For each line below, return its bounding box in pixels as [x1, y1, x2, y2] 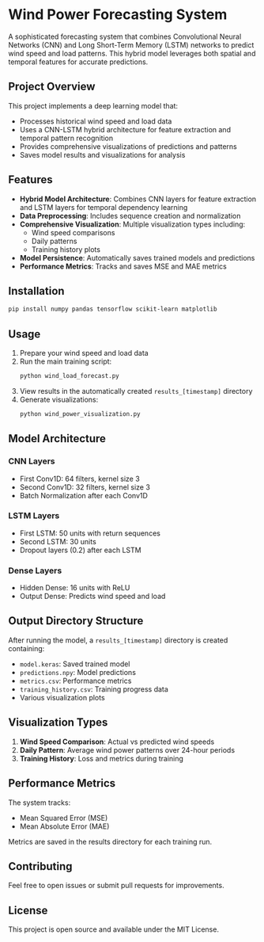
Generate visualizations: [19, 395, 99, 404]
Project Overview [8, 80, 96, 93]
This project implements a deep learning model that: [8, 101, 179, 110]
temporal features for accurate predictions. [8, 57, 149, 67]
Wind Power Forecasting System [8, 6, 228, 24]
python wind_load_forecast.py [19, 372, 120, 380]
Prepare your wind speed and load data [19, 349, 149, 358]
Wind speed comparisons [31, 227, 115, 237]
